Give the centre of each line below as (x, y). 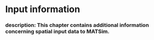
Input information (43, 9)
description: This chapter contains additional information (77, 25)
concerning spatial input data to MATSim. (57, 31)
